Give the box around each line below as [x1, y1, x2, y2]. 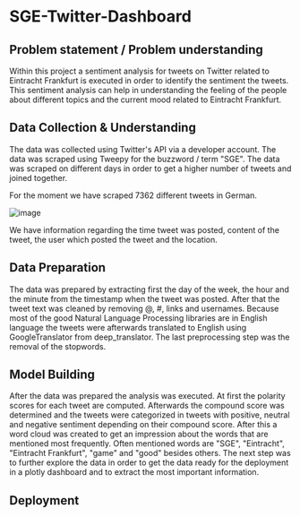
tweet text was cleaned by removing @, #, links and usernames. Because [9, 303, 279, 314]
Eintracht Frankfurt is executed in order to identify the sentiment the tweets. [9, 75, 289, 86]
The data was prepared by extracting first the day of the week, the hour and [9, 284, 289, 295]
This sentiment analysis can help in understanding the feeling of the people [9, 85, 287, 95]
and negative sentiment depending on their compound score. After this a [9, 419, 278, 430]
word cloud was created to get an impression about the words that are [9, 428, 269, 440]
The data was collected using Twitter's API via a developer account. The [9, 143, 277, 154]
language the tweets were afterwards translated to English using [9, 322, 247, 332]
